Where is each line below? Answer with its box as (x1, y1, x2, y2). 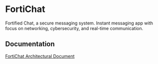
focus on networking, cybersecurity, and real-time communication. (5, 25, 143, 31)
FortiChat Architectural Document (5, 53, 75, 59)
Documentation (5, 40, 55, 48)
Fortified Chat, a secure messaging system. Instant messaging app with (5, 20, 153, 26)
